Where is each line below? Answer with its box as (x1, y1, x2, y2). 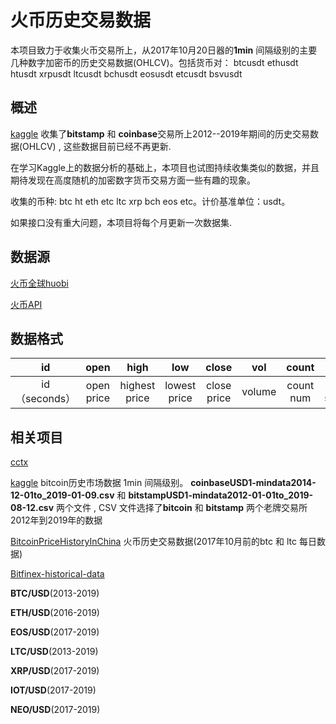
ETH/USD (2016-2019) (10, 607, 100, 619)
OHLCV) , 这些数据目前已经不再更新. (22, 140, 172, 152)
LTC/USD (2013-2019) (10, 646, 99, 658)
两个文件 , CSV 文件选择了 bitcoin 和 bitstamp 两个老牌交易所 (56, 502, 308, 514)
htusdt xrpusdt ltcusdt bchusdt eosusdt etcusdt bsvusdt (10, 67, 243, 80)
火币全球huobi (10, 277, 69, 289)
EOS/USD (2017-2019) (10, 626, 100, 638)
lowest (164, 379, 197, 393)
